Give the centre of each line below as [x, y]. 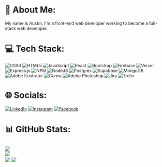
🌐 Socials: [26, 95]
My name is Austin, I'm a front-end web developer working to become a [77, 23]
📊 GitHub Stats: [38, 129]
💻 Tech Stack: [35, 49]
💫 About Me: [30, 10]
